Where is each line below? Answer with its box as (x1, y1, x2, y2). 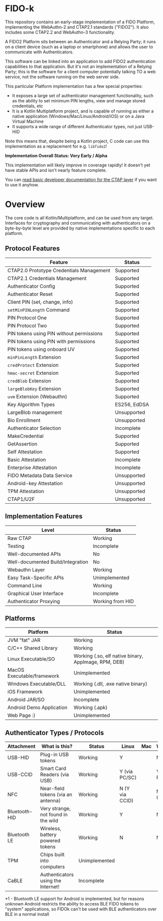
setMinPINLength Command (7, 306, 70, 313)
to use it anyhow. (5, 181, 39, 187)
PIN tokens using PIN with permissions (7, 338, 96, 345)
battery (40, 831, 57, 838)
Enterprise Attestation (7, 464, 57, 471)
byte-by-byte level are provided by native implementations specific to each (5, 225, 155, 231)
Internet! (40, 884, 60, 890)
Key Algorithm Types (7, 401, 55, 408)
